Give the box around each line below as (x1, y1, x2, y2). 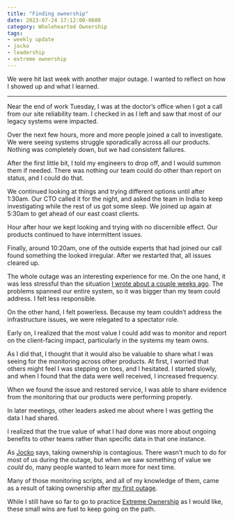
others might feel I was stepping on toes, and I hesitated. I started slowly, (7, 364, 217, 373)
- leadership (7, 49, 45, 56)
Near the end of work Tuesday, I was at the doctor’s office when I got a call (7, 102, 223, 110)
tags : (7, 29, 23, 37)
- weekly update (7, 36, 54, 43)
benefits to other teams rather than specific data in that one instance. (7, 434, 206, 443)
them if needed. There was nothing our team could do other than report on (7, 166, 221, 174)
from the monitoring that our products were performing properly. (7, 392, 193, 401)
